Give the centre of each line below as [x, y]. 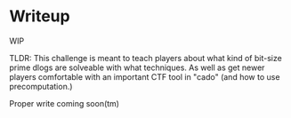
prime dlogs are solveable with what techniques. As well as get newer [137, 67]
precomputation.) [41, 86]
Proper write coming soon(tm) [65, 103]
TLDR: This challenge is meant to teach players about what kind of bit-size [145, 58]
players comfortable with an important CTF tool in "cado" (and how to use [145, 76]
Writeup [40, 16]
